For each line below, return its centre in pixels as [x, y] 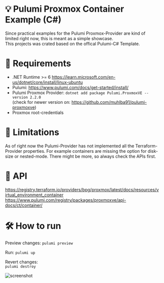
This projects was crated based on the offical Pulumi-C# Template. [73, 44]
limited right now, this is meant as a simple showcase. [59, 38]
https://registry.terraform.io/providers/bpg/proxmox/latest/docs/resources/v [82, 189]
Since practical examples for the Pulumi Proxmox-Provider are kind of [75, 33]
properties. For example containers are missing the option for [85, 151]
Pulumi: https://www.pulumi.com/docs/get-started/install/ [70, 87]
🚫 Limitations [32, 132]
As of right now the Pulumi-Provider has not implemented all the [70, 146]
